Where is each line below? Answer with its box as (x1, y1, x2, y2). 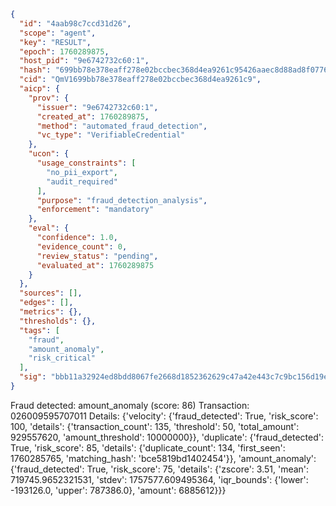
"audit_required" (46, 176, 118, 187)
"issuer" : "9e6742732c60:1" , (36, 102, 159, 112)
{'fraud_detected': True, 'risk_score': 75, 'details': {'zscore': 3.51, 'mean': (10, 463, 310, 475)
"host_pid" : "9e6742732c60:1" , (19, 56, 150, 66)
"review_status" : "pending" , (36, 251, 159, 261)
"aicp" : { (19, 84, 60, 94)
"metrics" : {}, (19, 307, 83, 317)
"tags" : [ (19, 325, 60, 335)
